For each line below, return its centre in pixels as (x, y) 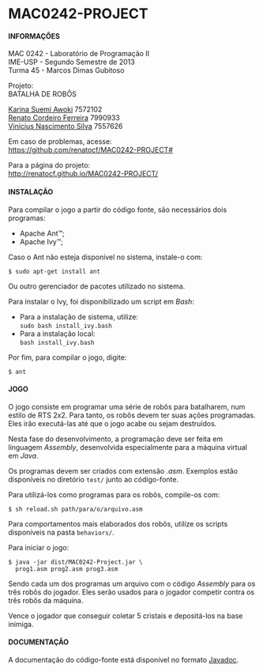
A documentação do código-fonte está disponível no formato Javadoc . (124, 660)
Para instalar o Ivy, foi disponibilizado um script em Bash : (101, 301)
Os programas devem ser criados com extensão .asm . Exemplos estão (123, 470)
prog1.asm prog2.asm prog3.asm (67, 569)
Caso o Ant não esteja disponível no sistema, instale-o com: (105, 257)
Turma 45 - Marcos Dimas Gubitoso (66, 70)
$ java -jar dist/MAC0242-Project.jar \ (76, 562)
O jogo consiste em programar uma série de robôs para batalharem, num (127, 406)
